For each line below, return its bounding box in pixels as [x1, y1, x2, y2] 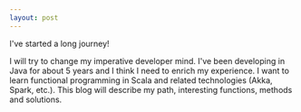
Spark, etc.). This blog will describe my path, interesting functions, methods [9, 84, 293, 95]
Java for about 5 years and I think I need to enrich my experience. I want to [9, 65, 290, 76]
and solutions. [9, 94, 63, 105]
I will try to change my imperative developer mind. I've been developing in [9, 55, 286, 66]
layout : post [9, 13, 59, 23]
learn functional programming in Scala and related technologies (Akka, [9, 74, 274, 86]
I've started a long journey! [9, 38, 111, 49]
